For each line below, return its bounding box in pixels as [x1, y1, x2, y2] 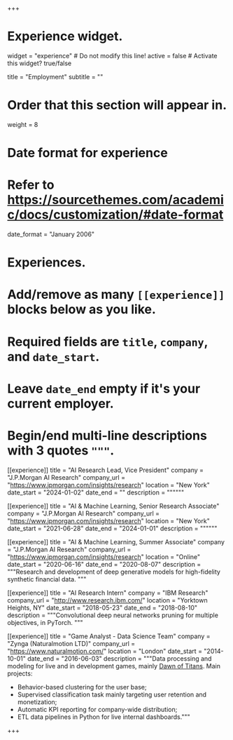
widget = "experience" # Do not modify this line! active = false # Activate [7, 51, 218, 60]
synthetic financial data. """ [7, 574, 87, 583]
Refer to [7, 177, 55, 193]
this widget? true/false [7, 59, 72, 67]
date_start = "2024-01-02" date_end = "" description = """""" [7, 488, 184, 497]
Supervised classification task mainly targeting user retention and [17, 690, 207, 699]
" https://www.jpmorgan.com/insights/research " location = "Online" [7, 552, 201, 561]
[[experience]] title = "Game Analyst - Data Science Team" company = [7, 632, 211, 640]
